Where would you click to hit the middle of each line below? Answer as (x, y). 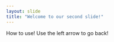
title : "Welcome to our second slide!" (55, 17)
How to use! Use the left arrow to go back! (57, 33)
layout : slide (24, 11)
